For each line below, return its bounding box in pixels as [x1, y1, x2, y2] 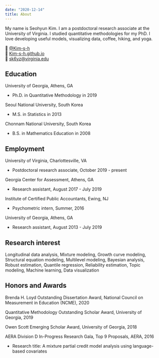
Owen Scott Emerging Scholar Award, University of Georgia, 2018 [5, 324, 137, 330]
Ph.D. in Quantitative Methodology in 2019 [12, 92, 97, 98]
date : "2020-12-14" [5, 7, 45, 12]
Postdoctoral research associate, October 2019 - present [12, 167, 127, 173]
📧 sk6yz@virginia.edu [5, 55, 49, 61]
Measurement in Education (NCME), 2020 [5, 300, 90, 305]
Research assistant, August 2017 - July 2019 [12, 186, 102, 192]
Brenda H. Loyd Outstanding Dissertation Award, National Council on [5, 294, 143, 300]
